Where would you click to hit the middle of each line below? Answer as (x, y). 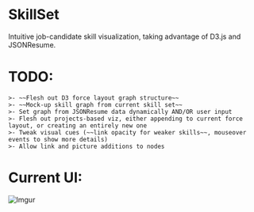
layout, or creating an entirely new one (78, 125)
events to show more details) (58, 139)
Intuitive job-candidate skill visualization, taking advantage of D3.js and (125, 36)
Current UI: (46, 178)
